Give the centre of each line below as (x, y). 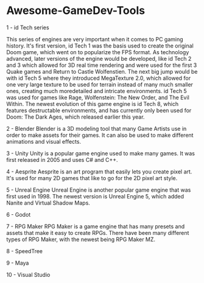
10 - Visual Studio (28, 274)
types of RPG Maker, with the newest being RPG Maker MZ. (81, 239)
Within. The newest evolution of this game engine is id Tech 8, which (93, 103)
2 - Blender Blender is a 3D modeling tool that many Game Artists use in (97, 128)
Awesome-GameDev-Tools (76, 11)
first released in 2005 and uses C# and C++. (62, 159)
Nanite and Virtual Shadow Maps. (48, 203)
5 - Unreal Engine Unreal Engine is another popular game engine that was (99, 190)
